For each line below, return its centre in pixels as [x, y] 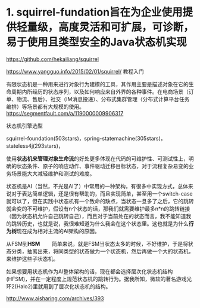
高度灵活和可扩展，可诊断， [126, 27]
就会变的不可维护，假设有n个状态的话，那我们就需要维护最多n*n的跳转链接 [98, 208]
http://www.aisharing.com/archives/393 [55, 298]
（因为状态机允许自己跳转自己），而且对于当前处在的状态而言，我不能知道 [96, 216]
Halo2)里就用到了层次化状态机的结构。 [64, 286]
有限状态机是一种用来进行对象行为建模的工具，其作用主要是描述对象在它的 [97, 84]
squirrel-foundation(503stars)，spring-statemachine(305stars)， [86, 138]
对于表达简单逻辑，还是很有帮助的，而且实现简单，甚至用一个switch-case [102, 193]
